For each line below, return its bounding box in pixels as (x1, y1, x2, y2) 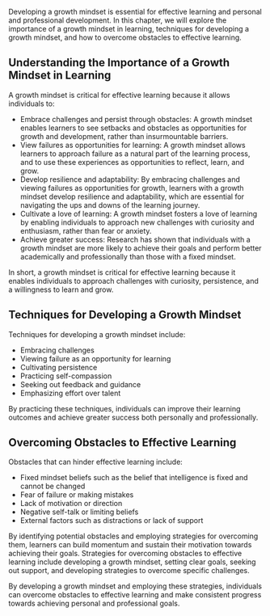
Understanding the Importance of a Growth (8, 56, 230, 70)
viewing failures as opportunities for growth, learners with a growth (19, 183, 244, 192)
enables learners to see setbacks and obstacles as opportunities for (19, 123, 247, 133)
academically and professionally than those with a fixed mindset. (19, 251, 236, 261)
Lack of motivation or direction (19, 499, 123, 508)
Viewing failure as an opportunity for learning (19, 353, 171, 363)
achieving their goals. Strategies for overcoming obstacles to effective (8, 549, 243, 559)
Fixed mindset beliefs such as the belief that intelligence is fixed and (19, 473, 248, 483)
